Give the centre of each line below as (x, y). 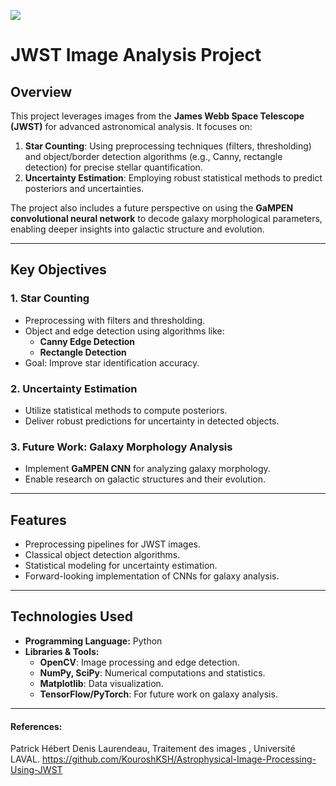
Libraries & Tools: (62, 651)
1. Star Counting (50, 298)
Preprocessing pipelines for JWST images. (113, 544)
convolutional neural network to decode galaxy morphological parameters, (166, 218)
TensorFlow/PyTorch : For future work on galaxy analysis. (158, 694)
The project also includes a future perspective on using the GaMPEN (152, 208)
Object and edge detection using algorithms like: (124, 331)
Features (38, 520)
